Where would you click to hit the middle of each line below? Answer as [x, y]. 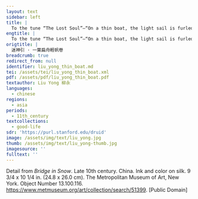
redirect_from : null [32, 61]
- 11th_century [30, 116]
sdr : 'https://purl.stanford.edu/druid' [57, 133]
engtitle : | [21, 34]
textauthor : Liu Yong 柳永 [38, 83]
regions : [17, 99]
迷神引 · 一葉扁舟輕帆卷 [37, 50]
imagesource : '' [26, 149]
